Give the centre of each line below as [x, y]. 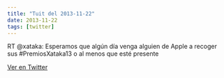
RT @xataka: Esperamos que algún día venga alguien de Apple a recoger [112, 47]
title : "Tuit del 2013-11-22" [51, 14]
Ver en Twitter [28, 68]
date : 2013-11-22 [32, 20]
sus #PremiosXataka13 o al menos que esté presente [83, 54]
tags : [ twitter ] [31, 26]
